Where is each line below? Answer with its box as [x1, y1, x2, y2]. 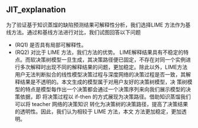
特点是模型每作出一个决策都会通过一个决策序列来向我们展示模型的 [25, 85, 186, 92]
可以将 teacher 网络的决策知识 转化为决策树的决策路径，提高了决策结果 [14, 100, 188, 107]
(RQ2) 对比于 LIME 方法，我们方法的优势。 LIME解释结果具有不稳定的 [14, 49, 184, 56]
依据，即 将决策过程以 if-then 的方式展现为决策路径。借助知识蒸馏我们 [20, 93, 191, 100]
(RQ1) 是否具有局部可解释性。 [14, 41, 87, 48]
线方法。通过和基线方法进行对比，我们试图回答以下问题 [6, 28, 141, 36]
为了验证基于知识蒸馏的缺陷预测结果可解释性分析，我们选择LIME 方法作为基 [6, 21, 191, 28]
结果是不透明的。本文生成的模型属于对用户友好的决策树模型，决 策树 [20, 78, 187, 85]
